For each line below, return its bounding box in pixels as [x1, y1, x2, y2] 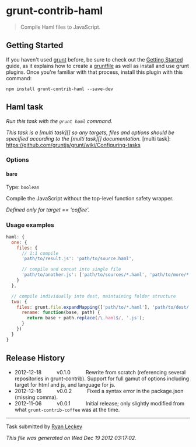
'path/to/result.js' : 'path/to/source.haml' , [21, 256, 134, 262]
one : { [11, 239, 27, 245]
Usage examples [6, 221, 54, 229]
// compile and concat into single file [21, 267, 121, 272]
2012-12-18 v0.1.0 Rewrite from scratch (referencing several [14, 368, 186, 376]
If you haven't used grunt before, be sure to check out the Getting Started [6, 56, 183, 63]
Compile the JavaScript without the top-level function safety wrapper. [6, 195, 174, 202]
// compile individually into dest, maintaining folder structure [11, 293, 176, 299]
